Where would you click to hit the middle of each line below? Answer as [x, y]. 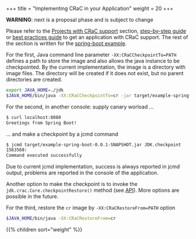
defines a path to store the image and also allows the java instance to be [93, 61]
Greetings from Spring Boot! [41, 123]
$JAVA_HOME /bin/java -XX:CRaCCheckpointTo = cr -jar [69, 96]
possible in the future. [32, 196]
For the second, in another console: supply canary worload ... [80, 107]
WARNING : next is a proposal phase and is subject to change [80, 20]
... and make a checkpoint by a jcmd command [62, 134]
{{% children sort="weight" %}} [44, 229]
